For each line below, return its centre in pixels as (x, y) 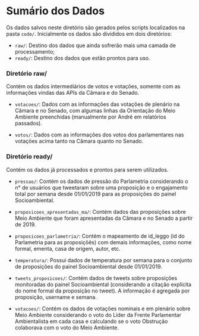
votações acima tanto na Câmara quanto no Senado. (79, 141)
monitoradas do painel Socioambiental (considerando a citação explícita (103, 284)
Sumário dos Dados (56, 11)
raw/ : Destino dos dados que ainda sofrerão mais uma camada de (95, 45)
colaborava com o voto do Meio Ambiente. (67, 327)
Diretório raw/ (27, 73)
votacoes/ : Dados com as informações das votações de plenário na (97, 104)
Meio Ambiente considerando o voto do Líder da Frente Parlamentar (98, 315)
